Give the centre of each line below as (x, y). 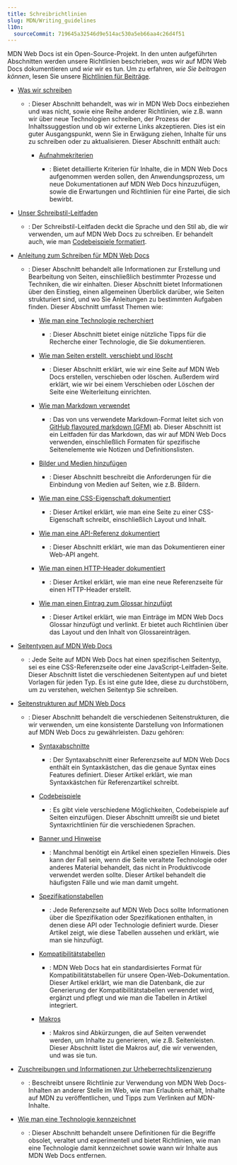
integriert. (64, 1005)
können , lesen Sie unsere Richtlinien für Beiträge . (79, 77)
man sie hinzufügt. (76, 940)
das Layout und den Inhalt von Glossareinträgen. (120, 632)
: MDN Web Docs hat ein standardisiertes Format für (126, 968)
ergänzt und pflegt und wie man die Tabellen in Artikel (128, 998)
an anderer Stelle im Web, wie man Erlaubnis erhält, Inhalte (139, 1091)
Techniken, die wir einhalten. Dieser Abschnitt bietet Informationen (125, 284)
